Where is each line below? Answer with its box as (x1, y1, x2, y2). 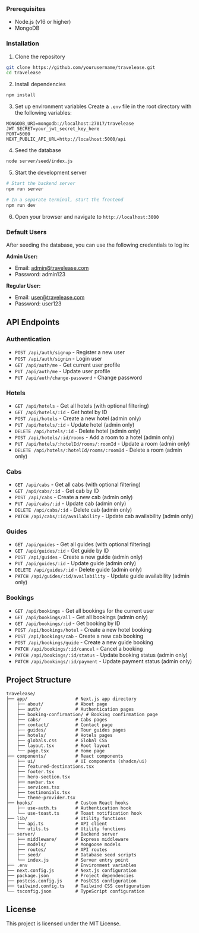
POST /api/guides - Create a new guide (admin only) (14, 553, 143, 560)
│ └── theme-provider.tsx (6, 795, 76, 800)
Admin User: (6, 253, 38, 260)
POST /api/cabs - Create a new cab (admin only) (14, 494, 133, 501)
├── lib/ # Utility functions (6, 815, 127, 821)
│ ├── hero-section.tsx (6, 774, 70, 780)
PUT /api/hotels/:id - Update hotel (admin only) (14, 421, 135, 428)
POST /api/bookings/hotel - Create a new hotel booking (14, 626, 152, 633)
